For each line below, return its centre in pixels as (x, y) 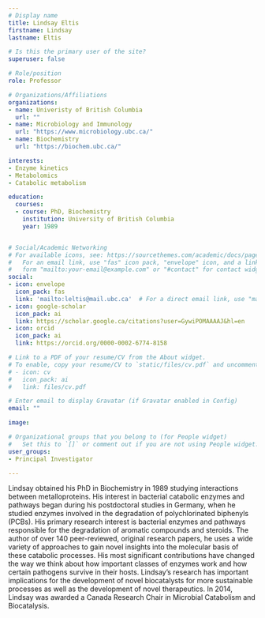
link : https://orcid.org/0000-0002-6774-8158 (91, 343)
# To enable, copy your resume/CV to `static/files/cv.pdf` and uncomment (134, 364)
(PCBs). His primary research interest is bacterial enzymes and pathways (127, 522)
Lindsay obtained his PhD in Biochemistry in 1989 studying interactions (123, 488)
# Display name (33, 15)
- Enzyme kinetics (38, 168)
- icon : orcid (32, 329)
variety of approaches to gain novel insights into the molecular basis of (123, 547)
